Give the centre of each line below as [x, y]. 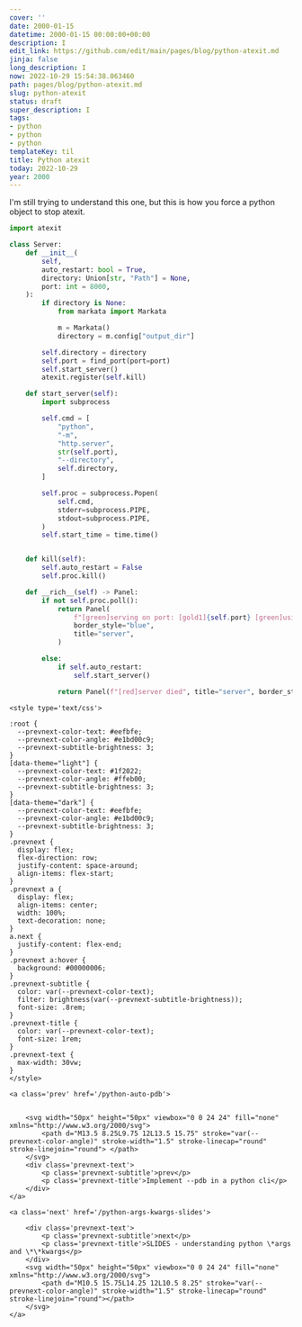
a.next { [26, 936]
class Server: [36, 245]
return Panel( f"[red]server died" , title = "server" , [156, 691]
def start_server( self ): [72, 394]
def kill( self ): [56, 559]
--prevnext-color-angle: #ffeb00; [82, 779]
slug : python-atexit [48, 93]
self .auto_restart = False [92, 568]
